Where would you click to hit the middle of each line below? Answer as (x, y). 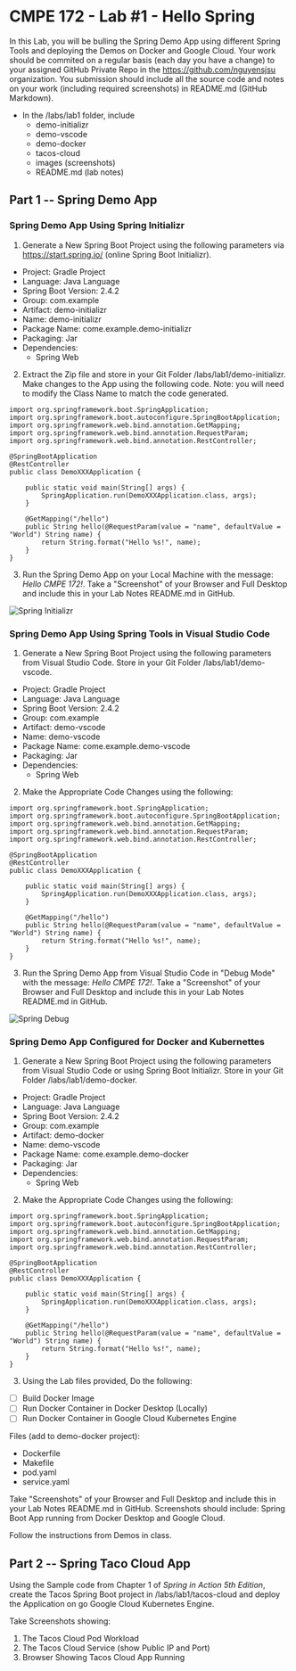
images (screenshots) (75, 162)
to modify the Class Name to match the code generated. (125, 393)
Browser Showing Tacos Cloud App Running (103, 1658)
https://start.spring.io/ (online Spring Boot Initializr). (117, 254)
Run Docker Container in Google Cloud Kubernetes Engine (129, 1419)
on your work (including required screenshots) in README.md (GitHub (138, 88)
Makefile (38, 1463)
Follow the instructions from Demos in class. (90, 1535)
